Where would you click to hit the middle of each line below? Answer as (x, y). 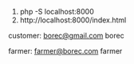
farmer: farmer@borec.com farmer (65, 51)
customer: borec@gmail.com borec (67, 36)
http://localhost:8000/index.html (73, 20)
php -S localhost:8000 (57, 12)
